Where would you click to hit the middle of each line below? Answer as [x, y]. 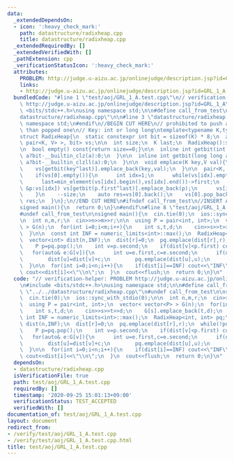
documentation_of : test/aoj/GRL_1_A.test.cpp [74, 414]
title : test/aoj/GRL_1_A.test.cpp [57, 447]
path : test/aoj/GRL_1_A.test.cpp [62, 382]
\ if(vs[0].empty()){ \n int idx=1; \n [87, 175]
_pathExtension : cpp [43, 59]
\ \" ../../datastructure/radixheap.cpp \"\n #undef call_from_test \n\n [123, 292]
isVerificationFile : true [51, 375]
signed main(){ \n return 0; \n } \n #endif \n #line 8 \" [98, 208]
